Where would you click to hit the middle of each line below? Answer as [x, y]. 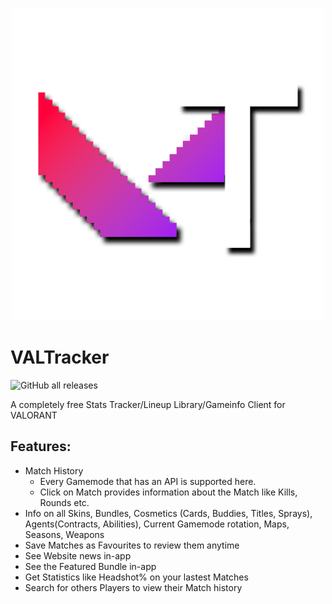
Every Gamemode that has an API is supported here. [148, 481]
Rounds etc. [64, 502]
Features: [41, 446]
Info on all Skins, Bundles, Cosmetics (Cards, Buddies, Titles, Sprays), [168, 513]
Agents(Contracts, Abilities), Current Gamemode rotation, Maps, [157, 524]
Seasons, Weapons [64, 534]
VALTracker [60, 357]
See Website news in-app [78, 555]
